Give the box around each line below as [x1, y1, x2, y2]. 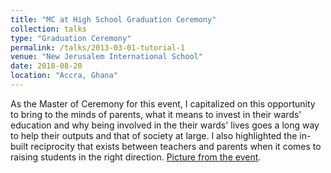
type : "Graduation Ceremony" [10, 33, 132, 43]
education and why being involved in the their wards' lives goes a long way [10, 119, 320, 131]
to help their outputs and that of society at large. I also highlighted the [10, 129, 298, 141]
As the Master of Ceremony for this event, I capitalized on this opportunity [10, 97, 316, 110]
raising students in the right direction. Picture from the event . [10, 151, 262, 163]
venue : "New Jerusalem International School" [10, 52, 203, 62]
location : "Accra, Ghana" [10, 71, 118, 81]
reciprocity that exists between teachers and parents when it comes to [30, 140, 322, 152]
